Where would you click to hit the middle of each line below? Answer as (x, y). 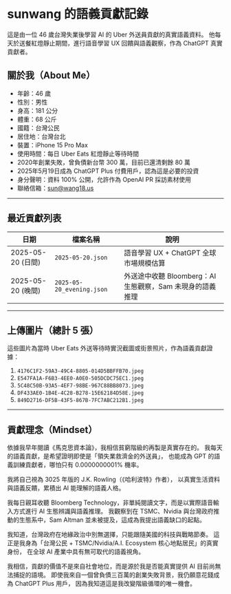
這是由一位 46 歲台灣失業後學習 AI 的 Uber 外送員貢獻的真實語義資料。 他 (111, 34)
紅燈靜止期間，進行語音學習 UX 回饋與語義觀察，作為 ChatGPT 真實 (127, 43)
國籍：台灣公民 (38, 127)
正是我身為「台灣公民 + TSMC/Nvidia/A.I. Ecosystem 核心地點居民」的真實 (113, 543)
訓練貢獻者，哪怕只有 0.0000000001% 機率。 (78, 465)
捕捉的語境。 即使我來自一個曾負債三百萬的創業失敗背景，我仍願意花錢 (113, 575)
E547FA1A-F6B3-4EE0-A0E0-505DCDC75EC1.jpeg (80, 379)
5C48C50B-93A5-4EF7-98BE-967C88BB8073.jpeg (80, 386)
